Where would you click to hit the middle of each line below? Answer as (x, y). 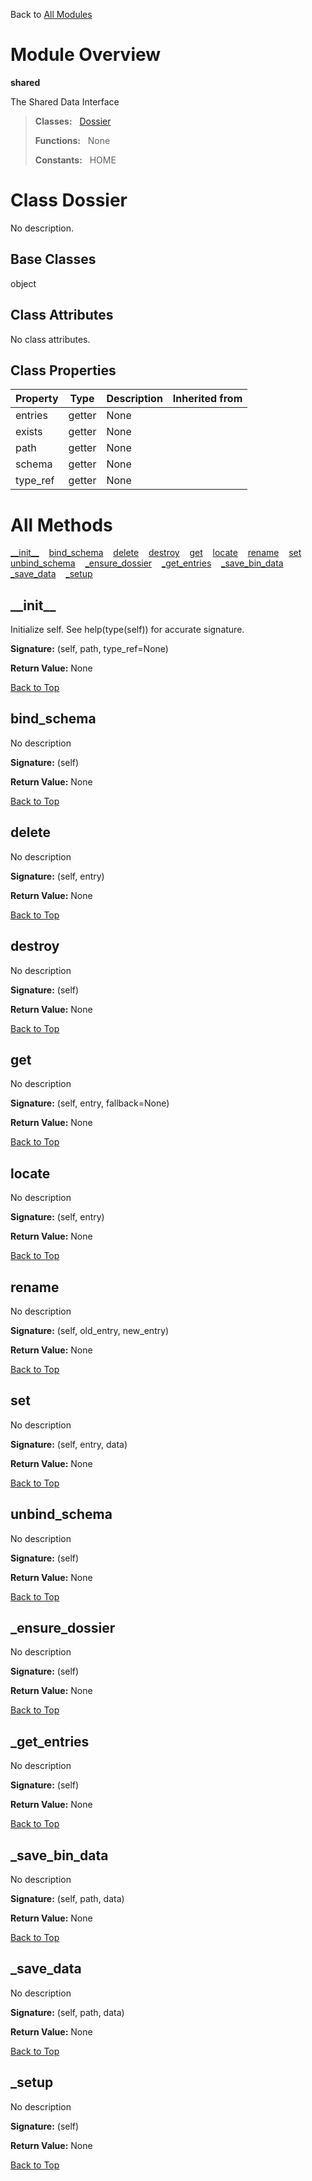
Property (37, 399)
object (23, 283)
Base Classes (53, 259)
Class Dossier (69, 200)
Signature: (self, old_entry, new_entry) (90, 1330)
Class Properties (63, 370)
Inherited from (207, 399)
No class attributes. (50, 339)
